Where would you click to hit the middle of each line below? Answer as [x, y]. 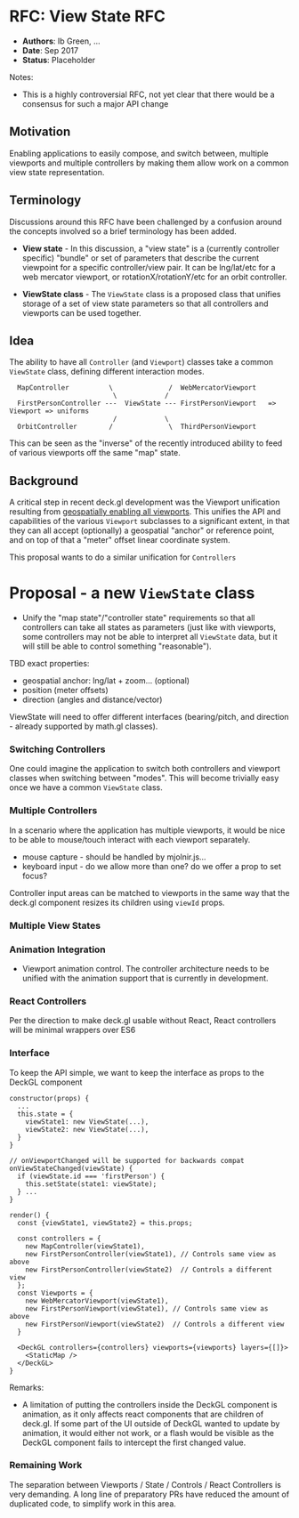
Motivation [40, 132]
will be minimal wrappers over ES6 [73, 1030]
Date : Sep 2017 [50, 50]
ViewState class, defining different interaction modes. [107, 372]
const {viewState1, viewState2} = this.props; [105, 1223]
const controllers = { [59, 1239]
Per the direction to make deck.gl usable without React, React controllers [143, 1021]
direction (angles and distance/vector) [92, 699]
